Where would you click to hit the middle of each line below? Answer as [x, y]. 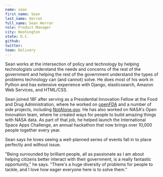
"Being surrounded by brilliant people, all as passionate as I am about [75, 154]
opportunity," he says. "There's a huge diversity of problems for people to [79, 164]
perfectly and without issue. [33, 145]
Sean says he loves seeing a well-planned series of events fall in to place [78, 139]
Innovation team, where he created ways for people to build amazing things [81, 114]
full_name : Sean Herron [29, 23]
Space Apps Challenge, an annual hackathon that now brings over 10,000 [79, 125]
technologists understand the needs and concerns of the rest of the [73, 69]
